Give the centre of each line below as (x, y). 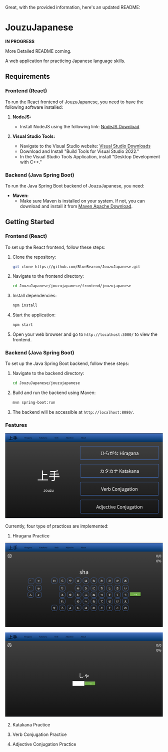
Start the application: (34, 315)
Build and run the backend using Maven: (54, 393)
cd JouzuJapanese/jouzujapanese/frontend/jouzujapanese (72, 286)
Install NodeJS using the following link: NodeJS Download (80, 126)
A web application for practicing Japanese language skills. (65, 61)
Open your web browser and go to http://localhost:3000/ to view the (85, 334)
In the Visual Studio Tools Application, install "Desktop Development (90, 156)
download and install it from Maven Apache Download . (76, 206)
